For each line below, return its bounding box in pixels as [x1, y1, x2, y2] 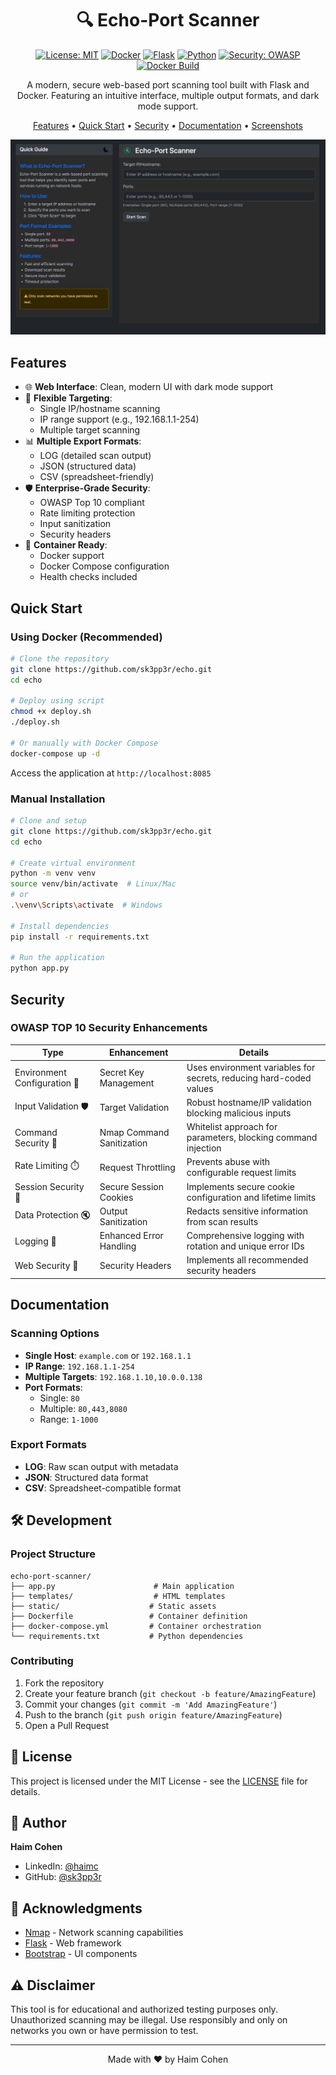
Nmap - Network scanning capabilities [24, 1927, 184, 1939]
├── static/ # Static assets [10, 1601, 217, 1611]
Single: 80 [39, 1392, 80, 1404]
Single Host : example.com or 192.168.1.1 [24, 1349, 192, 1361]
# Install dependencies [10, 921, 110, 931]
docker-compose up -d [10, 748, 101, 759]
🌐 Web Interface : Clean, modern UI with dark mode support [24, 381, 274, 393]
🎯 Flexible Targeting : [24, 392, 113, 404]
